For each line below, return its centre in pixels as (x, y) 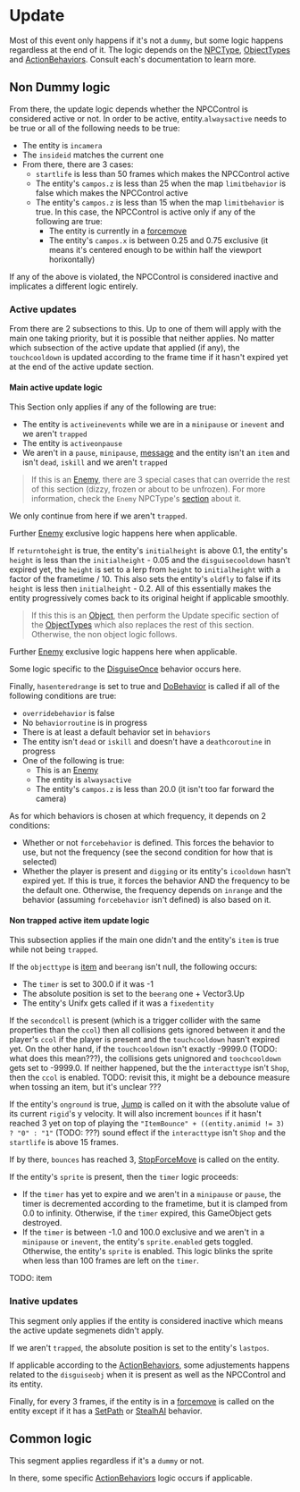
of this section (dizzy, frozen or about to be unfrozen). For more (148, 489)
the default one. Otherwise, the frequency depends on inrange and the (152, 890)
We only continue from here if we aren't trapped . (98, 516)
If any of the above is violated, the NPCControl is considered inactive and (144, 276)
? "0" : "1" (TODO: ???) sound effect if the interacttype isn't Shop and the (147, 1133)
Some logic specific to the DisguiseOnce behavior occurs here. (125, 669)
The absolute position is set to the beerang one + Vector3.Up (133, 994)
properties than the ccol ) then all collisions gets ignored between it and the (147, 1030)
